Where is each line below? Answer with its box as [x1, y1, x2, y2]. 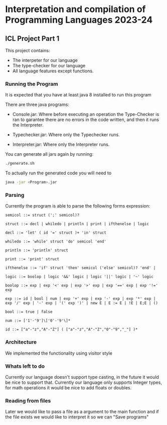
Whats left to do [5, 363, 45, 370]
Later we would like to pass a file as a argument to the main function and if [5, 408, 159, 415]
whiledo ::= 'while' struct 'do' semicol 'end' [5, 239, 107, 244]
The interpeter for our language [12, 57, 78, 63]
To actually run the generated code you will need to [5, 170, 112, 176]
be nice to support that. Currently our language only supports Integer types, [5, 379, 162, 385]
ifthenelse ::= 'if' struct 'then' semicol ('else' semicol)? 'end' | [5, 265, 156, 271]
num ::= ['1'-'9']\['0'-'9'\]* [5, 318, 71, 324]
